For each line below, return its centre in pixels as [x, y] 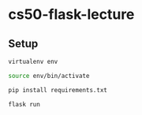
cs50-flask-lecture [71, 15]
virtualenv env [33, 61]
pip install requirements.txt [58, 90]
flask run [24, 104]
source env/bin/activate [49, 76]
